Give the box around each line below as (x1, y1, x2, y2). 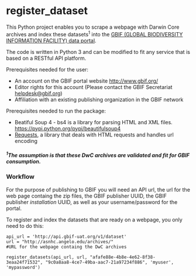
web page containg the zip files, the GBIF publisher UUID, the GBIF (6, 192, 167, 199)
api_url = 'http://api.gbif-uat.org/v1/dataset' (6, 233, 127, 240)
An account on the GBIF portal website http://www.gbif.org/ (14, 77, 159, 84)
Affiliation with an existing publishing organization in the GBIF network (14, 96, 184, 103)
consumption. (6, 158, 41, 165)
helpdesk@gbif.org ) (14, 90, 63, 97)
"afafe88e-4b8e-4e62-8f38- (90, 254, 156, 260)
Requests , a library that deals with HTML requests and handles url (14, 131, 174, 138)
